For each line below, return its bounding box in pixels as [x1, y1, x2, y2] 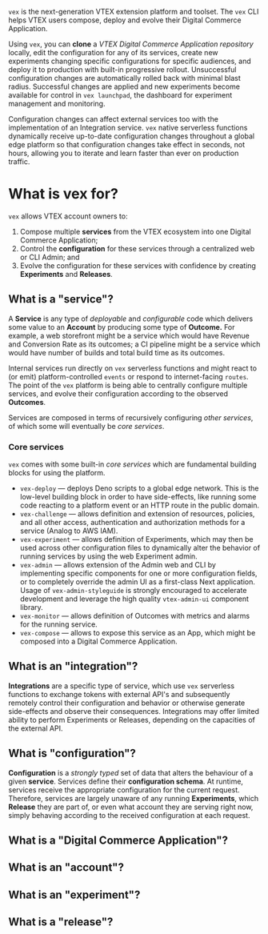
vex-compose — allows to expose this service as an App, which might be [19, 628, 256, 638]
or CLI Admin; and [19, 252, 80, 262]
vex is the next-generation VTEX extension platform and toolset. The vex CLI [8, 7, 259, 16]
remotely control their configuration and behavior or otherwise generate [8, 698, 246, 708]
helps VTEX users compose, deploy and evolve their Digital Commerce [8, 15, 242, 25]
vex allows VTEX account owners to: [8, 211, 128, 221]
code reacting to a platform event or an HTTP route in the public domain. [19, 500, 260, 511]
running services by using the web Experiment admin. [19, 551, 198, 561]
